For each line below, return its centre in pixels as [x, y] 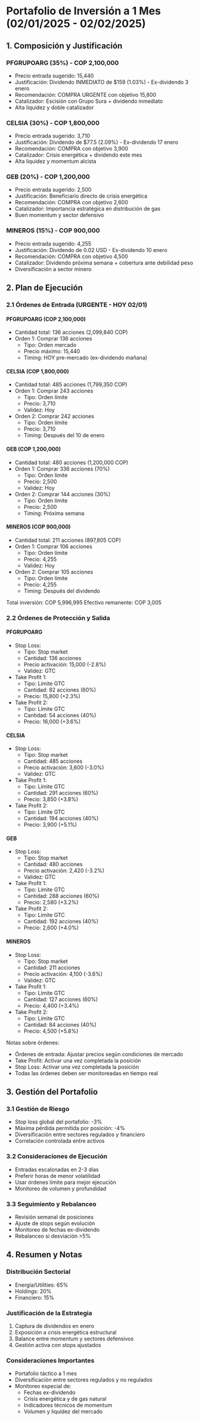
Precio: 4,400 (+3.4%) [51, 1005]
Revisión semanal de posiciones [54, 1217]
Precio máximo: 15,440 [52, 351]
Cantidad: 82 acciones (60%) [60, 690]
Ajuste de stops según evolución [55, 1223]
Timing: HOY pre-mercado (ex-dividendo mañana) [85, 358]
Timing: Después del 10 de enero [64, 435]
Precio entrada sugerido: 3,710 [52, 136]
